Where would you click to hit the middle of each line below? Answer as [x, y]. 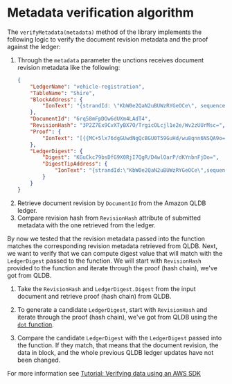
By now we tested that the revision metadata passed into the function [106, 238]
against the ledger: [34, 46]
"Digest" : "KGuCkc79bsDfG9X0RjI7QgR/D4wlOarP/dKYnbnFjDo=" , [131, 157]
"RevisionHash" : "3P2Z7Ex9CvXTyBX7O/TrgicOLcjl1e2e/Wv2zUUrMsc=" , [128, 125]
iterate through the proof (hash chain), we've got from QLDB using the [117, 317]
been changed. [39, 360]
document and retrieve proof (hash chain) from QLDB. [94, 296]
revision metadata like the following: [69, 67]
